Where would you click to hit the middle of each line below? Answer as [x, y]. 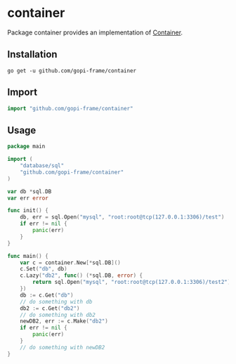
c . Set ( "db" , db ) [44, 269]
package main [26, 147]
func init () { [28, 211]
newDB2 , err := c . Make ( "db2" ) [64, 321]
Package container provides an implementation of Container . [95, 32]
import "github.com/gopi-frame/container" [70, 108]
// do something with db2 [58, 315]
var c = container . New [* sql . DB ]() [70, 262]
